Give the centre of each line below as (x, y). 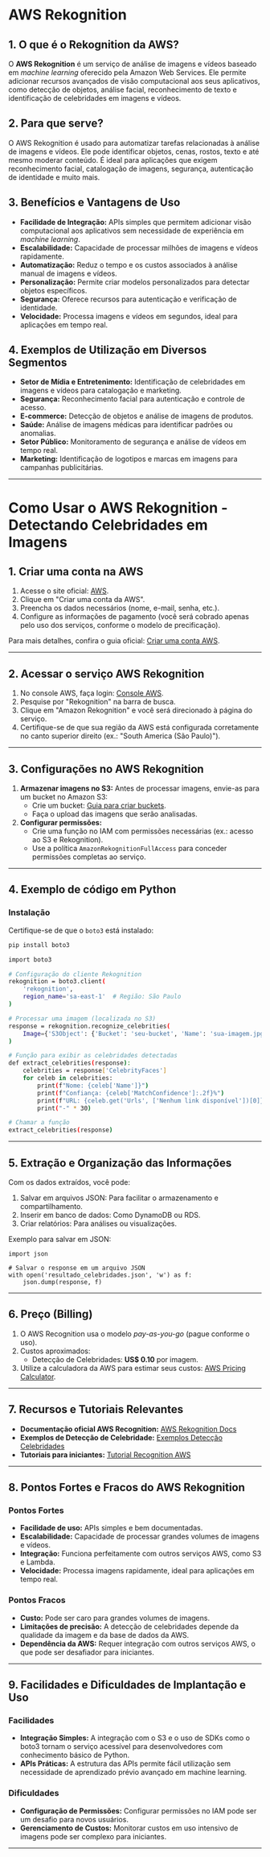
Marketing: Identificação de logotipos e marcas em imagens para (129, 459)
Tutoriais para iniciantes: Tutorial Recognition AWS (105, 1454)
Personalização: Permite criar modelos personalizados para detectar (135, 282)
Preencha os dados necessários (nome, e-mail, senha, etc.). (120, 608)
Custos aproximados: (55, 1351)
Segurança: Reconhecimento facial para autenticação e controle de (132, 399)
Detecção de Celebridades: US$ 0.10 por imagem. (115, 1359)
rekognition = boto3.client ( (57, 982)
